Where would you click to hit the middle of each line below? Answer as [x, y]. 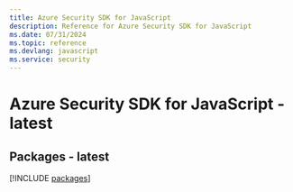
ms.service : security [50, 59]
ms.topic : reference [48, 43]
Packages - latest [60, 156]
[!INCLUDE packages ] [50, 178]
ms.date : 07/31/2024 [48, 34]
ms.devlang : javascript [54, 51]
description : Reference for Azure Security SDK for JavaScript [131, 26]
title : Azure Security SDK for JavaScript [90, 18]
